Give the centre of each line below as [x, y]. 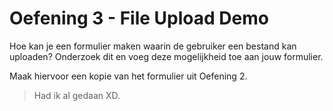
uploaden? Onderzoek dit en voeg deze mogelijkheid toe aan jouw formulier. [166, 56]
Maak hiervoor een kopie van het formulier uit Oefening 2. [128, 76]
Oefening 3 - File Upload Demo [139, 18]
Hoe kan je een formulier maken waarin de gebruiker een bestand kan [153, 46]
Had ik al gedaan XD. [77, 95]
